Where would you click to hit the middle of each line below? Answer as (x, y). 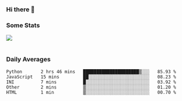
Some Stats (23, 25)
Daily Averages (28, 60)
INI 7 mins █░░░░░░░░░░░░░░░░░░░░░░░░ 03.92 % (91, 82)
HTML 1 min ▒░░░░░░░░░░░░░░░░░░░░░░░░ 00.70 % (91, 92)
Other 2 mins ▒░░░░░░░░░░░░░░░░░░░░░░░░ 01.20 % (91, 87)
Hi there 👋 (21, 9)
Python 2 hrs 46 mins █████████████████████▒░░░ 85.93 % (91, 71)
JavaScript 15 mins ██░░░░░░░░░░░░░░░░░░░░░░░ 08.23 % (91, 77)
